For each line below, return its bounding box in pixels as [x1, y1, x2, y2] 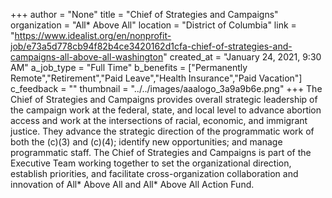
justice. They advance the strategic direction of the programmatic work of [10, 125, 315, 137]
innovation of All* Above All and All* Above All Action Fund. [10, 179, 255, 190]
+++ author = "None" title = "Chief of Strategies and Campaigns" [10, 9, 279, 20]
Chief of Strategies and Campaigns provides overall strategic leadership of [10, 94, 318, 105]
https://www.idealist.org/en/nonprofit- [14, 30, 172, 41]
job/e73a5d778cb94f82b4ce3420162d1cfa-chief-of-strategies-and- [10, 40, 293, 52]
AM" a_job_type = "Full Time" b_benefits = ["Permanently [10, 62, 248, 73]
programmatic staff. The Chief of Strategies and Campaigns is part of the [10, 147, 312, 158]
